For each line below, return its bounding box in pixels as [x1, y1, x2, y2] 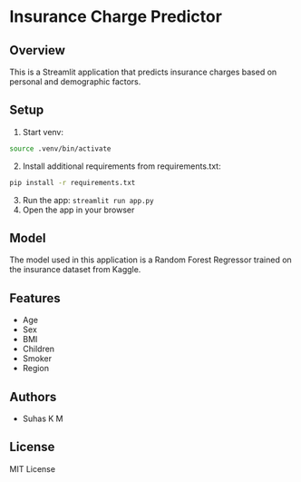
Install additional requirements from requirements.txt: [22, 161, 221, 172]
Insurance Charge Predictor [9, 6, 222, 27]
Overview [9, 43, 66, 58]
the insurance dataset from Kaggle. [9, 264, 141, 275]
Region [22, 363, 50, 374]
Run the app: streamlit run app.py [22, 194, 154, 205]
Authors [9, 389, 57, 405]
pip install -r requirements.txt [9, 178, 136, 187]
